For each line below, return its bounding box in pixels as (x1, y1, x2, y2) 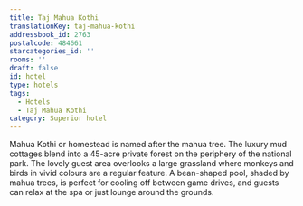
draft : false (9, 64, 59, 73)
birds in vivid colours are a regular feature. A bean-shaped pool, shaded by (9, 168, 289, 179)
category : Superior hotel (9, 114, 107, 123)
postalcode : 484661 (9, 38, 83, 48)
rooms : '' (9, 55, 47, 64)
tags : (9, 89, 30, 98)
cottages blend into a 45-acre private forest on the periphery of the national (9, 148, 292, 159)
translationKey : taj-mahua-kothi (9, 22, 136, 31)
